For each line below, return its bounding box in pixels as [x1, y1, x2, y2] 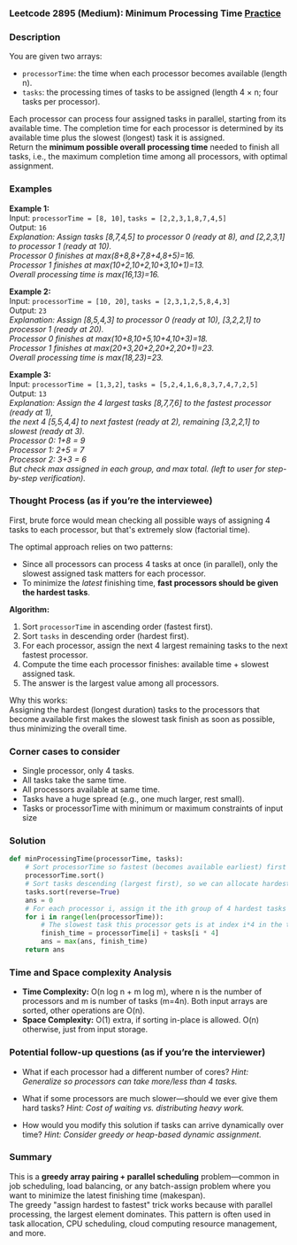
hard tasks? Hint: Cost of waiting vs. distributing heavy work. [21, 1102, 245, 1113]
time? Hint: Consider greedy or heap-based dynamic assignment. [21, 1129, 263, 1140]
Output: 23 [9, 305, 47, 315]
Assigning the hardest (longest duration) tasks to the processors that [9, 704, 261, 715]
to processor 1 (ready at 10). [9, 240, 112, 251]
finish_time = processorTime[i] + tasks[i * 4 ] [41, 929, 219, 938]
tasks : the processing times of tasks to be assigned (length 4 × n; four [21, 87, 278, 97]
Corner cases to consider [9, 745, 121, 758]
